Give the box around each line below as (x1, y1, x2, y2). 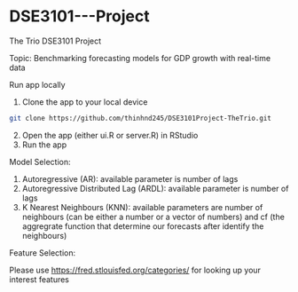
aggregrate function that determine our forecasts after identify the (21, 220, 264, 232)
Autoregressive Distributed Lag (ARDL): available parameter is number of (21, 183, 289, 193)
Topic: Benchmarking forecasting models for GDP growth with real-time (9, 52, 271, 63)
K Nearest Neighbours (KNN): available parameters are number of (21, 201, 263, 212)
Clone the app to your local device (21, 96, 148, 107)
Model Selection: (9, 156, 71, 167)
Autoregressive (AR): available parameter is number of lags (21, 173, 239, 184)
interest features (9, 273, 69, 285)
